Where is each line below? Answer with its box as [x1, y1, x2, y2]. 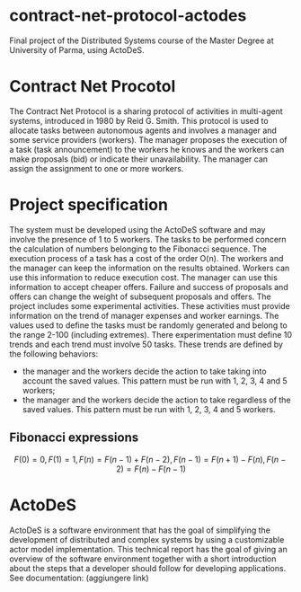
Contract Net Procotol [9, 76, 176, 97]
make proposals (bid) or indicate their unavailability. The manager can [9, 154, 268, 164]
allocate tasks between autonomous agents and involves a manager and [9, 125, 277, 136]
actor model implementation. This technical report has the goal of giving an [9, 543, 288, 554]
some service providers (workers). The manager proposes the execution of [9, 134, 288, 145]
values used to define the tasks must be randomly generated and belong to [9, 320, 288, 331]
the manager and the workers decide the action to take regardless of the [22, 394, 291, 405]
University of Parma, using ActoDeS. [9, 44, 146, 55]
